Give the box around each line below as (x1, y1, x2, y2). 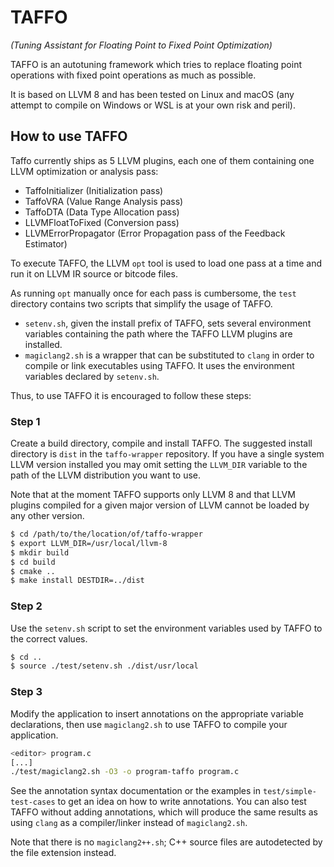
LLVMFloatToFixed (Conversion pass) (24, 216, 180, 228)
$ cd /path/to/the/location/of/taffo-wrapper (10, 529, 203, 540)
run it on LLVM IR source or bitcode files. (10, 267, 178, 280)
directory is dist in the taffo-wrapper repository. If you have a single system (10, 448, 325, 460)
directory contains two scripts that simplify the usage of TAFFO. (10, 297, 273, 310)
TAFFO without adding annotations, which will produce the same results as (10, 806, 318, 818)
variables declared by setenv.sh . (24, 370, 160, 382)
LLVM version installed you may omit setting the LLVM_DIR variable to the (10, 459, 308, 471)
